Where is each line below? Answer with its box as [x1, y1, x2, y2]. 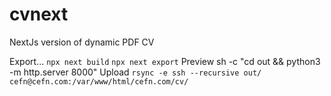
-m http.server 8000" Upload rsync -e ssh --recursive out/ [9, 66, 262, 78]
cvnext [9, 3, 69, 26]
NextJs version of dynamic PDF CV [9, 36, 155, 48]
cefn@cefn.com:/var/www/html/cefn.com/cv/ [9, 76, 189, 87]
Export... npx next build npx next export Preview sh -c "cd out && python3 [9, 55, 321, 67]
